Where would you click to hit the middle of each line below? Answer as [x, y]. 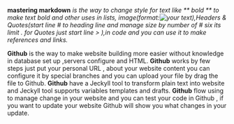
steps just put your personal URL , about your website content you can [109, 68]
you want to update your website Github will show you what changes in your [117, 105]
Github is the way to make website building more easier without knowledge [116, 53]
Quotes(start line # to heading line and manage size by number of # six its [114, 25]
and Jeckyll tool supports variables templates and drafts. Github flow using [116, 91]
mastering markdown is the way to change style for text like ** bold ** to [113, 10]
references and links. [38, 40]
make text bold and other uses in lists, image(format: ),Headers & [117, 18]
